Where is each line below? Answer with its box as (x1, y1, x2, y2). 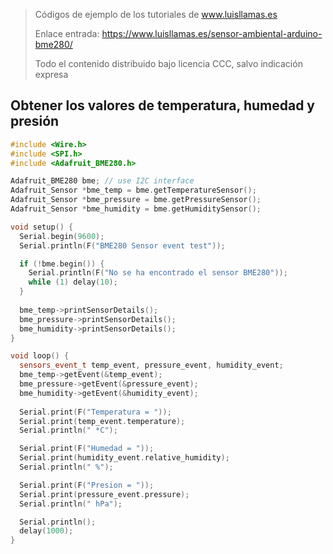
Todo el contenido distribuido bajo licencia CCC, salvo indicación (34, 58, 303, 69)
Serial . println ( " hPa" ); (19, 499, 123, 509)
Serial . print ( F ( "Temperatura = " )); (19, 407, 172, 417)
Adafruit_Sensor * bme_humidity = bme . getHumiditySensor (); (10, 204, 262, 214)
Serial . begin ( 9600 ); (19, 231, 105, 241)
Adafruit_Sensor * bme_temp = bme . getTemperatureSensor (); (10, 185, 257, 196)
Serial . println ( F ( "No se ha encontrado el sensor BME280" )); (28, 268, 288, 278)
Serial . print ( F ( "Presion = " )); (19, 480, 155, 490)
